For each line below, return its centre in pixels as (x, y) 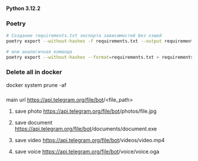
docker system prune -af (36, 85)
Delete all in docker (34, 72)
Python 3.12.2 (23, 8)
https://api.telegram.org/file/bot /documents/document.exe (86, 129)
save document (34, 122)
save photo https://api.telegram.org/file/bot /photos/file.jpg (86, 111)
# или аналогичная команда (39, 52)
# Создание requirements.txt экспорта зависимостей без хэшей (84, 35)
